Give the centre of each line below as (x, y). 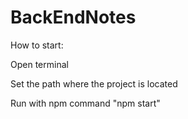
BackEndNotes (73, 17)
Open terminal (39, 64)
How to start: (37, 45)
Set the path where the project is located (94, 83)
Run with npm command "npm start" (85, 103)
